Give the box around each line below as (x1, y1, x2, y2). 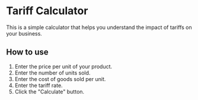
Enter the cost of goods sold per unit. (14, 75, 106, 82)
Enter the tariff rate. (14, 82, 63, 89)
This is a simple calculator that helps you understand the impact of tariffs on (6, 24, 193, 31)
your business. (6, 30, 43, 37)
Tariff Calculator (6, 4, 88, 18)
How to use (6, 47, 49, 57)
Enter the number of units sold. (14, 69, 91, 76)
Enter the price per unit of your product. (14, 63, 113, 70)
